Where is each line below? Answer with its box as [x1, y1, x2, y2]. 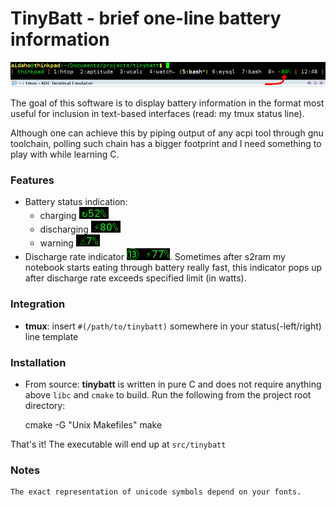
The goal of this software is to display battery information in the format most [10, 97, 325, 109]
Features [10, 173, 55, 187]
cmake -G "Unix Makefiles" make [24, 418, 163, 431]
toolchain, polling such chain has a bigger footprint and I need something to [10, 138, 322, 150]
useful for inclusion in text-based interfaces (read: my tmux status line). [10, 108, 305, 120]
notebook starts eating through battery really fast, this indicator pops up [24, 262, 323, 274]
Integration [10, 297, 66, 311]
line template [24, 330, 79, 342]
